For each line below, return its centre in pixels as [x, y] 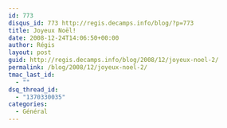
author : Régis [32, 45]
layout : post [30, 52]
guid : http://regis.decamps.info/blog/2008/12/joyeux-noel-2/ [113, 60]
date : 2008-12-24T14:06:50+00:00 [64, 38]
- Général [31, 112]
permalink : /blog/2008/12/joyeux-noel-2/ [78, 68]
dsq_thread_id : [33, 89]
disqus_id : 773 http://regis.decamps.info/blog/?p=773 [101, 23]
